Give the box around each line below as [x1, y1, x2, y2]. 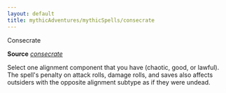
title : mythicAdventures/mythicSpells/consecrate [7, 17, 155, 24]
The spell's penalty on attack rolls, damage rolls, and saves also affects [7, 71, 213, 79]
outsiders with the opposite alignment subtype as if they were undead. [7, 78, 211, 86]
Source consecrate [7, 50, 63, 58]
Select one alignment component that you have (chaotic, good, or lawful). [7, 63, 220, 71]
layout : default [7, 10, 55, 17]
